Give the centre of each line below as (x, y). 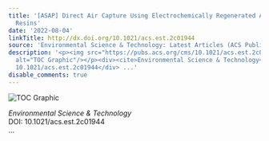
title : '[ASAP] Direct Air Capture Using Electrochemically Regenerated (132, 16)
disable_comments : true (48, 75)
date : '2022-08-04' (41, 30)
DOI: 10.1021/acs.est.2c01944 (57, 121)
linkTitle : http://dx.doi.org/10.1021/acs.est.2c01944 (102, 38)
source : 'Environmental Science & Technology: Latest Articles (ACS (125, 45)
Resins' (28, 23)
